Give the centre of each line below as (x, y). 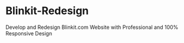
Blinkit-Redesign (47, 11)
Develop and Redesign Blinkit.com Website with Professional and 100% (92, 27)
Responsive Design (29, 33)
